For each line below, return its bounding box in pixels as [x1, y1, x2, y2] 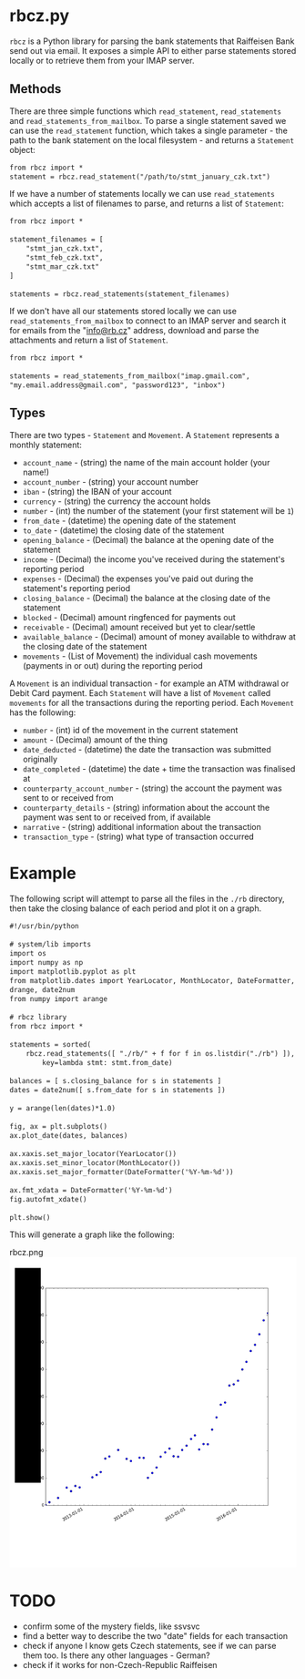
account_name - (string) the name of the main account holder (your [22, 456, 270, 467]
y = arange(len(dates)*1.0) [9, 1103, 117, 1112]
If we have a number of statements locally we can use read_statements [9, 188, 275, 199]
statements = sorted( [9, 1039, 92, 1049]
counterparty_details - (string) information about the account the [22, 802, 270, 813]
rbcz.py [9, 5, 70, 26]
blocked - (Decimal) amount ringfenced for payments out [22, 611, 237, 622]
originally [22, 753, 57, 764]
